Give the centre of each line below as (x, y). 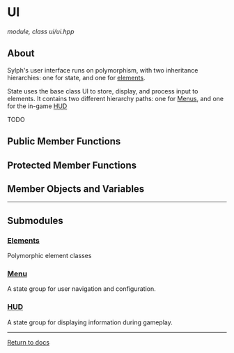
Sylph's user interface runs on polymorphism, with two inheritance (103, 70)
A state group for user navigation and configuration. (82, 289)
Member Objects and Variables (76, 189)
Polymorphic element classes (49, 256)
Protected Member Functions (72, 165)
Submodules (36, 220)
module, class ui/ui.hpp (41, 31)
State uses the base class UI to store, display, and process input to (103, 91)
